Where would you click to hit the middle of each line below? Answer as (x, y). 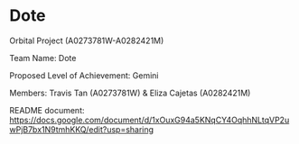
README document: (47, 110)
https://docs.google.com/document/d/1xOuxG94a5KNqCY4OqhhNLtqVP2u (149, 120)
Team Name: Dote (43, 58)
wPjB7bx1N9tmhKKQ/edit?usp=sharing (82, 129)
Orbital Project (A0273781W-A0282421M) (87, 40)
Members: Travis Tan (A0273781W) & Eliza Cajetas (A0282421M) (130, 93)
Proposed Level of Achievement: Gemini (84, 75)
